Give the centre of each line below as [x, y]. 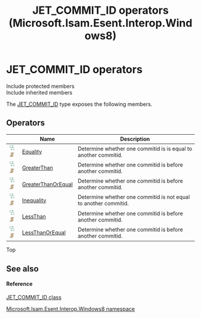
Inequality [34, 200]
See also [22, 269]
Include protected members [40, 86]
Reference [19, 284]
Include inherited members [39, 92]
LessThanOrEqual [44, 233]
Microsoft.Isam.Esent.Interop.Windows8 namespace [71, 308]
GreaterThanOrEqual [47, 184]
